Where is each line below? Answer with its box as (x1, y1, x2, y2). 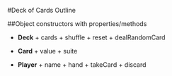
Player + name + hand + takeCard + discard (17, 61, 147, 69)
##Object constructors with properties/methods (7, 20, 147, 27)
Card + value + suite (17, 47, 78, 55)
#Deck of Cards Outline (7, 6, 76, 14)
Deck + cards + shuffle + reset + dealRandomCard (17, 33, 166, 42)
